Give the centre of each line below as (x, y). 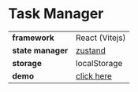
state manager (40, 50)
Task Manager (56, 14)
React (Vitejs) (101, 38)
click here (94, 75)
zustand (91, 50)
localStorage (99, 63)
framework (34, 38)
